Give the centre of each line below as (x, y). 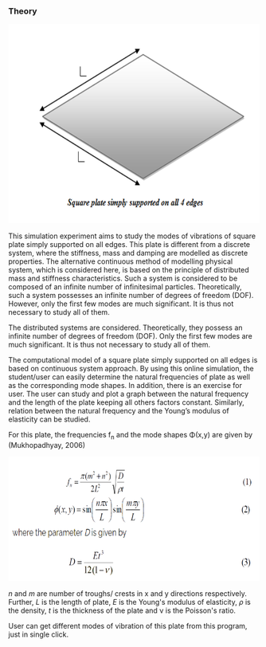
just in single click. (39, 634)
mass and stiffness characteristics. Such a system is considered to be (123, 278)
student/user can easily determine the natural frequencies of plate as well (129, 377)
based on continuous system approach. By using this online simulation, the (131, 369)
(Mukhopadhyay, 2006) (47, 445)
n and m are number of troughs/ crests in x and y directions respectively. (127, 594)
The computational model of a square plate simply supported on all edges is (133, 360)
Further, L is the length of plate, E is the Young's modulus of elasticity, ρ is (129, 602)
